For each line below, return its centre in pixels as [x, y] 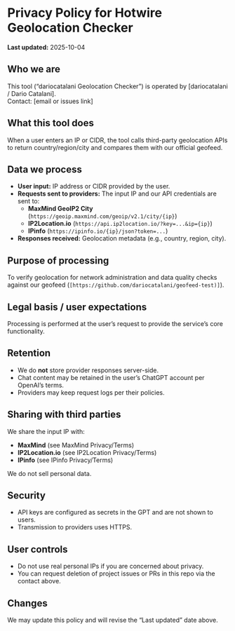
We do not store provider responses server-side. [88, 370]
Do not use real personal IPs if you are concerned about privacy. [110, 566]
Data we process [45, 169]
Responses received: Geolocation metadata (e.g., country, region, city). [122, 238]
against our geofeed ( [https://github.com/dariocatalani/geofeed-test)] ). [116, 285]
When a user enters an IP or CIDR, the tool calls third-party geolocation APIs [117, 140]
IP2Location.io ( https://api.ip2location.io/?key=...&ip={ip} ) [120, 224]
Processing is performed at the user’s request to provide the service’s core [115, 324]
